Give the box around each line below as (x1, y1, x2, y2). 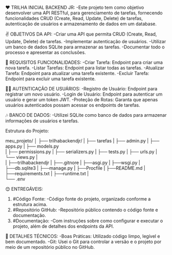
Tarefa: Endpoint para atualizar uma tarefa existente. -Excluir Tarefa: (5, 70, 149, 76)
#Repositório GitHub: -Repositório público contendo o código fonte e (12, 207, 158, 213)
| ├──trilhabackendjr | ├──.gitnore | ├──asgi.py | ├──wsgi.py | (5, 159, 141, 166)
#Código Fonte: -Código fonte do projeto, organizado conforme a (12, 196, 151, 202)
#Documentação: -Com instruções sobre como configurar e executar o (12, 218, 163, 224)
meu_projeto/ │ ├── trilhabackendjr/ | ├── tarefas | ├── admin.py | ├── (5, 138, 160, 143)
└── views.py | (5, 154, 38, 160)
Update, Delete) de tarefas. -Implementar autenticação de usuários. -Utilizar (5, 39, 166, 44)
